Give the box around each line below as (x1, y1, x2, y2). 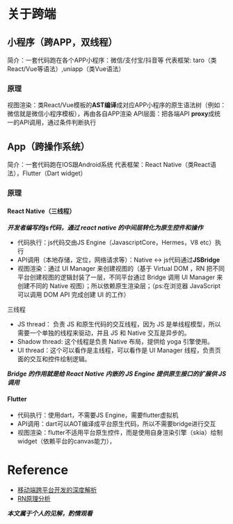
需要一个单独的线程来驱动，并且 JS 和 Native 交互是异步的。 (17, 328, 191, 338)
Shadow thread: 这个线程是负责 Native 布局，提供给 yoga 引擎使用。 (17, 338, 214, 346)
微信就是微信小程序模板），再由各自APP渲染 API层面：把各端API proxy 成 (7, 109, 215, 118)
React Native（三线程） (7, 207, 76, 215)
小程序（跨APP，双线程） (7, 36, 118, 48)
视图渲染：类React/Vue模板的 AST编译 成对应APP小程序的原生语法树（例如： (7, 101, 226, 109)
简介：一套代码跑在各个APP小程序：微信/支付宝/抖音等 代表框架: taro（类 (7, 56, 217, 64)
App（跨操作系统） (7, 141, 90, 152)
